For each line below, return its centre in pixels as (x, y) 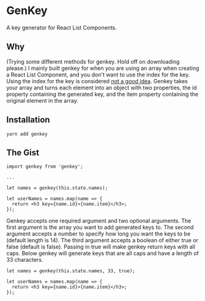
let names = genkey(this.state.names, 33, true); (71, 271)
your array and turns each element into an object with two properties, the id (102, 87)
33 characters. (25, 260)
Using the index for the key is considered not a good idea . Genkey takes (97, 81)
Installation (28, 120)
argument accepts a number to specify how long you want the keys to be (99, 234)
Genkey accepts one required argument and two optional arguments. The (99, 221)
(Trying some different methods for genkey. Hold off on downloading (93, 61)
